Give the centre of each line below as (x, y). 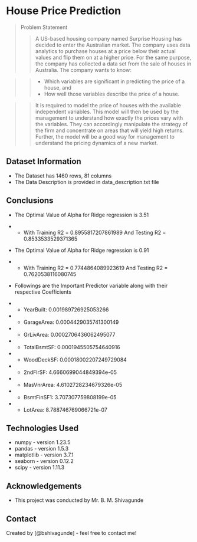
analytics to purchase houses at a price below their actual (105, 51)
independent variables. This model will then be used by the (107, 111)
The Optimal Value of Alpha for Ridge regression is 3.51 (82, 215)
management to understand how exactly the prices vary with (109, 118)
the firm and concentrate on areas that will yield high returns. (109, 130)
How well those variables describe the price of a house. (112, 94)
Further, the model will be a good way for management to (105, 136)
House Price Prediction (64, 11)
